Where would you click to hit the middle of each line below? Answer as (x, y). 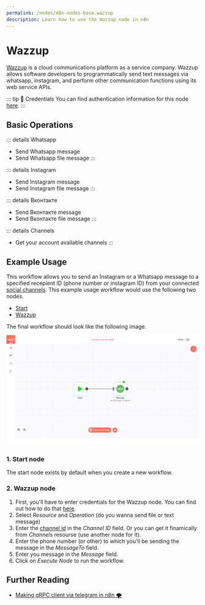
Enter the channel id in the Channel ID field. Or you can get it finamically (106, 528)
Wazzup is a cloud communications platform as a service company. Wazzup (102, 68)
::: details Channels (31, 231)
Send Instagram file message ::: (55, 189)
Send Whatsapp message (48, 152)
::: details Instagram (31, 170)
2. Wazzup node (31, 488)
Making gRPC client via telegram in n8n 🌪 (69, 595)
